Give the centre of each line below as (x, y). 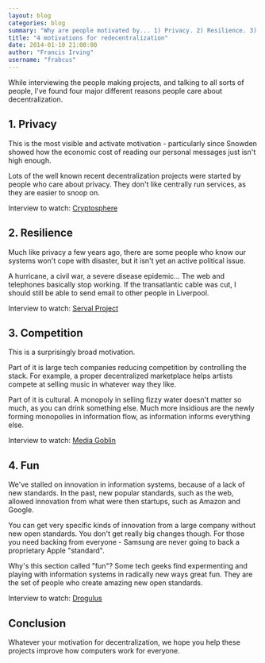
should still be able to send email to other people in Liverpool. (109, 293)
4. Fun (24, 465)
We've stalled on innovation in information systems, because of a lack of (127, 484)
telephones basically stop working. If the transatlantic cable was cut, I (122, 284)
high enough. (30, 160)
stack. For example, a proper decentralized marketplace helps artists (121, 376)
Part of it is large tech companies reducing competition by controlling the (128, 368)
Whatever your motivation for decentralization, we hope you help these (124, 642)
